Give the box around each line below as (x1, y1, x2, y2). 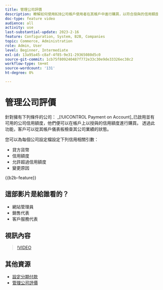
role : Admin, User (5, 43, 42, 48)
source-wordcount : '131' (5, 66, 55, 71)
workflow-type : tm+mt (5, 61, 49, 66)
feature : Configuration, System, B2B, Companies (5, 34, 105, 39)
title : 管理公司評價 (5, 7, 42, 12)
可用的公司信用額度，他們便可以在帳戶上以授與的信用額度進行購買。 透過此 (5, 120, 155, 126)
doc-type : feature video (5, 16, 55, 21)
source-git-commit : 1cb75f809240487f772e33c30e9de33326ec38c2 (5, 57, 133, 62)
